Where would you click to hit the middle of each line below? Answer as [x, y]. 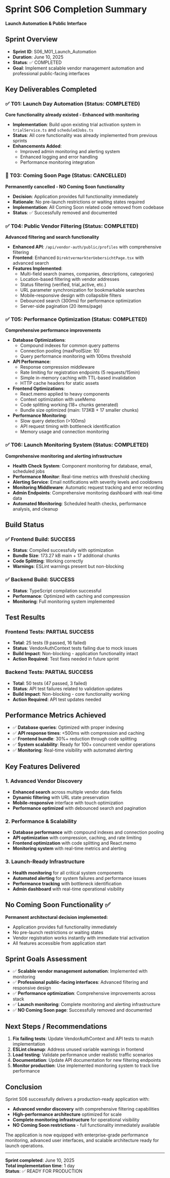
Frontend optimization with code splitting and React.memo [74, 843]
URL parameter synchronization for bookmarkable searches [82, 290]
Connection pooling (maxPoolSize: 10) [60, 351]
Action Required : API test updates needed [57, 699]
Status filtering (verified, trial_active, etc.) [63, 284]
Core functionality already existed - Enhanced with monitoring [72, 115]
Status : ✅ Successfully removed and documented [65, 212]
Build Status [25, 525]
